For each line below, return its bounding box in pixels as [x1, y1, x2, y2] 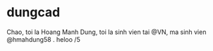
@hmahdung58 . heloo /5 [6, 35, 80, 43]
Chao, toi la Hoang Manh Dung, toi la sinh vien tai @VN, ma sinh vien [6, 28, 207, 36]
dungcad [6, 4, 61, 21]
